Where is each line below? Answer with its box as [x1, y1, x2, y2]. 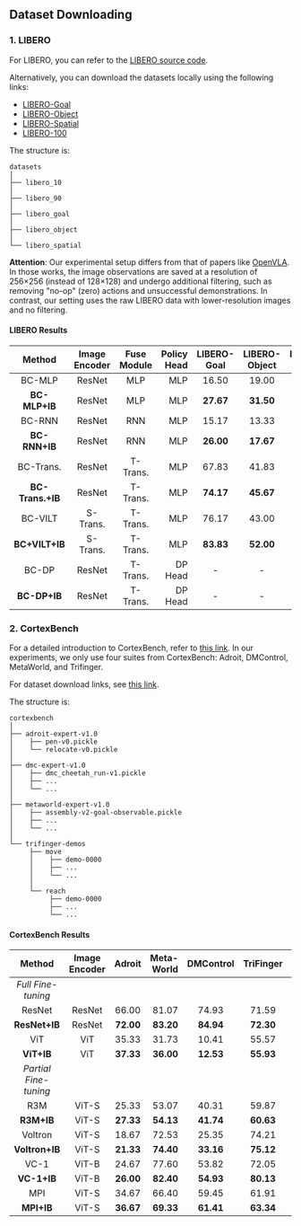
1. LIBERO [9, 34, 51, 47]
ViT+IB [21, 1048, 52, 1061]
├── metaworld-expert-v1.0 [9, 800, 110, 809]
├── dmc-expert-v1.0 [9, 761, 87, 771]
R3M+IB [19, 1114, 55, 1126]
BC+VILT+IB [13, 538, 65, 551]
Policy [160, 348, 188, 360]
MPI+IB [21, 1202, 53, 1214]
